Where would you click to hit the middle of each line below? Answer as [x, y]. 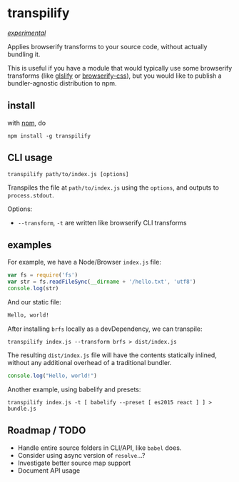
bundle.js [22, 409]
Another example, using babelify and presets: [74, 389]
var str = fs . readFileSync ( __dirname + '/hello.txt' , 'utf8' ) [102, 282]
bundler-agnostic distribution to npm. [62, 83]
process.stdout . [31, 195]
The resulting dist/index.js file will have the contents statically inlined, [112, 355]
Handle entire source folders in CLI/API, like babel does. [100, 448]
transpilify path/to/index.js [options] [68, 174]
